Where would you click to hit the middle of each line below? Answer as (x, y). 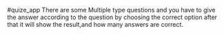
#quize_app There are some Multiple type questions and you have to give (111, 10)
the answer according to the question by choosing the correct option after (112, 17)
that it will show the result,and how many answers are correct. (95, 24)
